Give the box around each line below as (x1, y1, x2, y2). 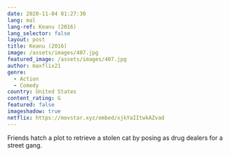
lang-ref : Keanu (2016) (7, 23, 77, 30)
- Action (13, 75, 39, 83)
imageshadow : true (7, 108, 61, 115)
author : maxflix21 (7, 62, 61, 69)
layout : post (7, 36, 46, 43)
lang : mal (7, 17, 36, 24)
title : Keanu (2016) (7, 43, 68, 50)
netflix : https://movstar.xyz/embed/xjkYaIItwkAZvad (7, 114, 165, 121)
